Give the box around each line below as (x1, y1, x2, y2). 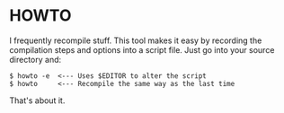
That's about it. (9, 95, 66, 106)
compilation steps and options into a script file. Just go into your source (9, 44, 275, 55)
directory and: (9, 54, 62, 65)
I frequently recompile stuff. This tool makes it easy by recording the (9, 35, 262, 46)
